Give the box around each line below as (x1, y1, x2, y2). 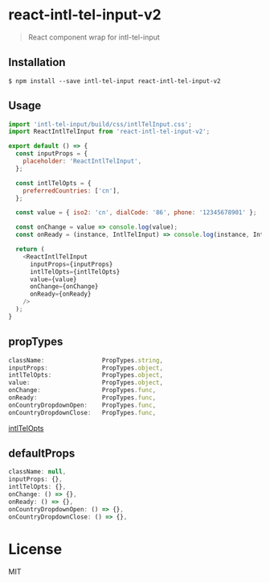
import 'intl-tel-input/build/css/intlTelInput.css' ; (8, 120, 193, 128)
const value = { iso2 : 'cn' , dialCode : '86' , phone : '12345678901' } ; (15, 209, 257, 217)
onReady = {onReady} (29, 290, 92, 299)
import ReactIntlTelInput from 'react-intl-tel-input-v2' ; (8, 127, 211, 136)
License (8, 540, 63, 558)
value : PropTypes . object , (8, 378, 163, 387)
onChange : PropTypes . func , (8, 387, 157, 395)
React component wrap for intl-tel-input (27, 32, 161, 42)
